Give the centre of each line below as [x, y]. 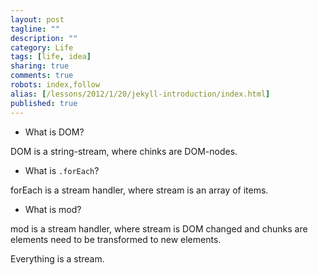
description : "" [44, 38]
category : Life [42, 47]
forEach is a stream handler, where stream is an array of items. [139, 190]
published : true [44, 103]
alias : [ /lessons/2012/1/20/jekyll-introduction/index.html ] [140, 94]
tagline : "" [35, 29]
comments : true [42, 76]
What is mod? [53, 209]
